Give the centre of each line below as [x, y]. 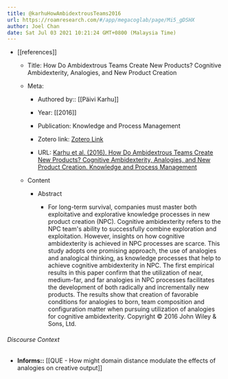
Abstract [50, 194]
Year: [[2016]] [57, 113]
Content [38, 181]
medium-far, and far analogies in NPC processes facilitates [131, 280]
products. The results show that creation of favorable [123, 295]
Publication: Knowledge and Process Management [109, 126]
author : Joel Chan [33, 26]
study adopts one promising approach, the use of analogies [132, 251]
